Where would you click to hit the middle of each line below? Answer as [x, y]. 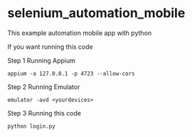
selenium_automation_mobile [96, 13]
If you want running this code [50, 46]
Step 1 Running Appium [42, 60]
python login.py [31, 126]
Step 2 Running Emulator [44, 86]
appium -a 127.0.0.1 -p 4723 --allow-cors [71, 73]
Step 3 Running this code [44, 113]
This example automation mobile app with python [79, 33]
